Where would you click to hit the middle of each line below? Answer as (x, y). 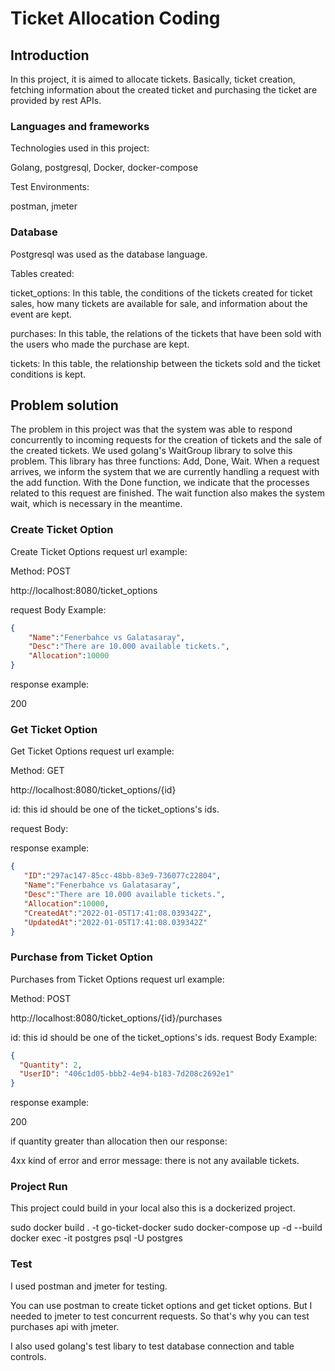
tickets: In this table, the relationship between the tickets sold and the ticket (165, 363)
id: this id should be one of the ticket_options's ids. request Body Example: (164, 1037)
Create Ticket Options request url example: (99, 551)
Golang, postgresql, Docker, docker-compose (104, 168)
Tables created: (42, 273)
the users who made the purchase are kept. (100, 344)
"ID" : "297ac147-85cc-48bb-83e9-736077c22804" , (122, 876)
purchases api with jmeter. (65, 1326)
